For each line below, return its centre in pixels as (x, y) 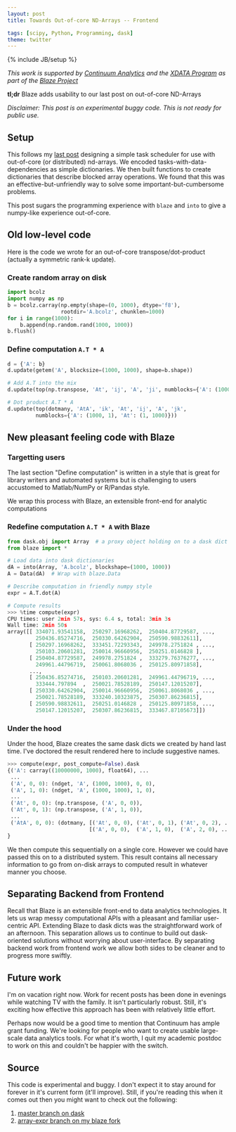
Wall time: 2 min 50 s (38, 625)
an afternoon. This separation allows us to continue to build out (99, 933)
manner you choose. (37, 872)
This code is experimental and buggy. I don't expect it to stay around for (112, 1084)
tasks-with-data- (182, 162)
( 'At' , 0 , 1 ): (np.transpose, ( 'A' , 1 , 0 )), (76, 810)
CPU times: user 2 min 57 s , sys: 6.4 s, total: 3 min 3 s (89, 619)
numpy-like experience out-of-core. (59, 213)
